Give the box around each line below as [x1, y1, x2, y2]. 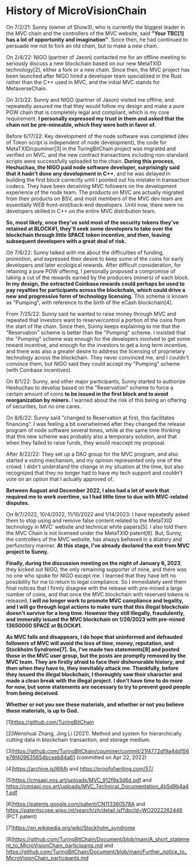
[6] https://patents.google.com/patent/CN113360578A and [6, 800, 146, 807]
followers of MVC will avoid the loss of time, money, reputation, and [6, 639, 174, 647]
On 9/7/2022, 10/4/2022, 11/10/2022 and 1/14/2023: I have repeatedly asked [6, 510, 190, 517]
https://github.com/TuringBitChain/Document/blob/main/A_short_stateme [12, 835, 190, 842]
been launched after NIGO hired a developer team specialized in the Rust [6, 72, 182, 79]
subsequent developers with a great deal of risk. [6, 237, 127, 244]
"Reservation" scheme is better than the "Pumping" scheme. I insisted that [6, 329, 186, 336]
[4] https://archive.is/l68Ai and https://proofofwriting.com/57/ [6, 765, 154, 772]
